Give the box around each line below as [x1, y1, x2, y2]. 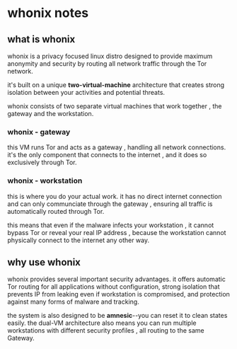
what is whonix [7, 33, 76, 45]
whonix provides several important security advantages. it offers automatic [7, 275, 226, 284]
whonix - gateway [7, 127, 71, 137]
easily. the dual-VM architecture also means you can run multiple [7, 319, 197, 327]
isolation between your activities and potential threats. [7, 88, 165, 96]
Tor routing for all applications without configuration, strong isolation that [7, 282, 220, 291]
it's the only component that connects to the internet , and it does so [7, 151, 207, 159]
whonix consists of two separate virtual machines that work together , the [7, 102, 222, 110]
